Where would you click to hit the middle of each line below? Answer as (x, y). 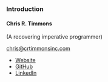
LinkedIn (26, 73)
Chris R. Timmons (29, 24)
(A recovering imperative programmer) (55, 37)
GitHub (24, 67)
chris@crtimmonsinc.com (39, 49)
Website (25, 60)
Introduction (25, 9)
